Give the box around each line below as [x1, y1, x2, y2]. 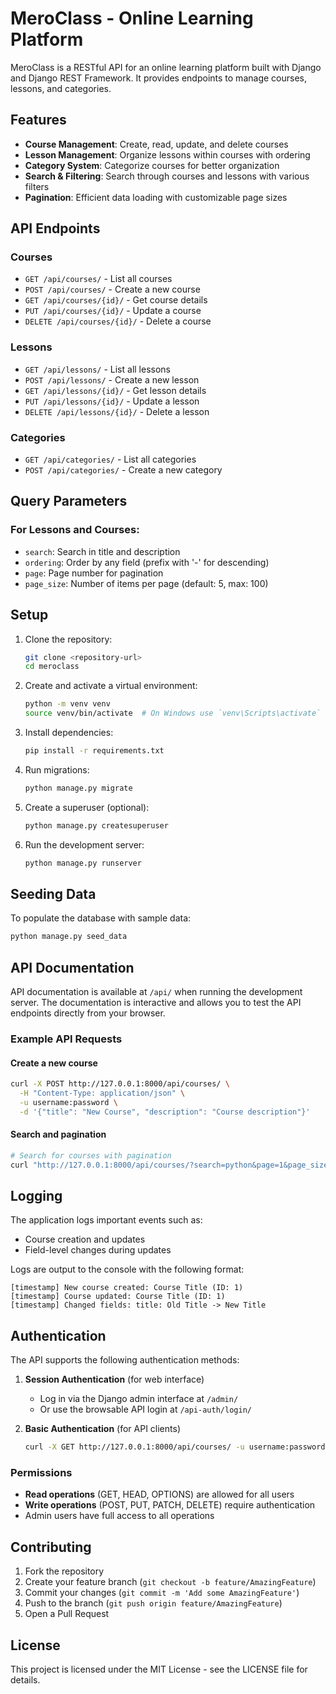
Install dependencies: [24, 727, 114, 739]
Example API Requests [10, 1032, 123, 1046]
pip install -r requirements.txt [24, 746, 165, 756]
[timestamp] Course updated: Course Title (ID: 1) [10, 1292, 226, 1302]
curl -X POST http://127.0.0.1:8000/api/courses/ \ [10, 1079, 230, 1089]
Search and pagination [10, 1128, 107, 1141]
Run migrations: [24, 763, 90, 776]
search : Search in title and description [24, 545, 181, 557]
